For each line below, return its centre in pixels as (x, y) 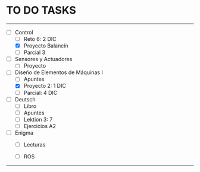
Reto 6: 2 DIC (40, 39)
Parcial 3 (35, 52)
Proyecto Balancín (46, 46)
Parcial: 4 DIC (40, 93)
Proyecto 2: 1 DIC (45, 86)
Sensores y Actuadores (43, 59)
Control (24, 32)
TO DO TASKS (41, 10)
